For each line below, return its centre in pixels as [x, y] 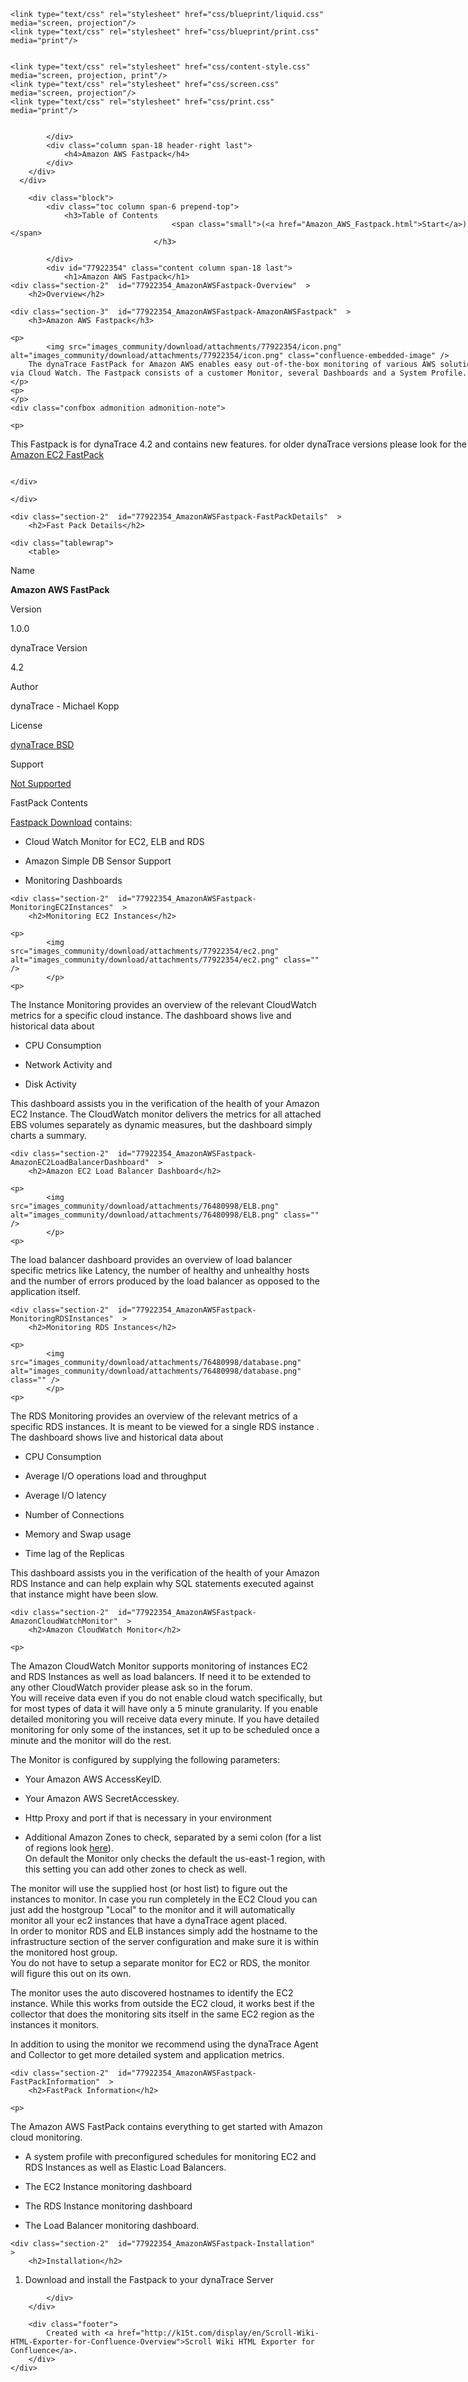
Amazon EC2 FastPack [57, 454]
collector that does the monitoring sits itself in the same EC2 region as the [162, 2014]
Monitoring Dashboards [73, 880]
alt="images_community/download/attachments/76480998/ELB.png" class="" [165, 1215]
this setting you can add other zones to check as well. [136, 1869]
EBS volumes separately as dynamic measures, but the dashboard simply [161, 1124]
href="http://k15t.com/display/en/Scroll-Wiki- [218, 2333]
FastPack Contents [49, 803]
